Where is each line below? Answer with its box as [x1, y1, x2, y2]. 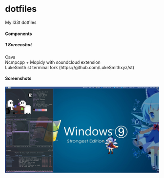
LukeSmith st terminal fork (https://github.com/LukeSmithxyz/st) [5, 64, 135, 70]
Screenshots [5, 75, 32, 81]
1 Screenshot [5, 42, 32, 48]
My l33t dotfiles [5, 19, 37, 25]
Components [5, 31, 32, 36]
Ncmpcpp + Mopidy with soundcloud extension [5, 59, 101, 65]
